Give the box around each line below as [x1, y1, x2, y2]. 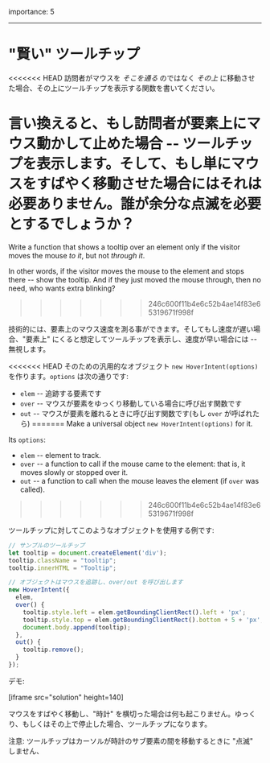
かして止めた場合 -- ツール [51, 134, 225, 153]
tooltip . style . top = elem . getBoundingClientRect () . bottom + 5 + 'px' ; [22, 616, 264, 624]
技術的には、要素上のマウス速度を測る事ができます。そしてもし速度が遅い [8, 324, 254, 333]
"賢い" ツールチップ [8, 45, 141, 64]
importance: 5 [8, 7, 55, 16]
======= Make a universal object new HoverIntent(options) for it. [31, 419, 253, 428]
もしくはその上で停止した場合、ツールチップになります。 [22, 719, 212, 728]
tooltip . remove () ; [22, 645, 84, 654]
